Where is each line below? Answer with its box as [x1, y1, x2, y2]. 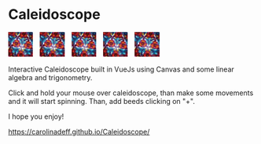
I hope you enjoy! [8, 112, 64, 121]
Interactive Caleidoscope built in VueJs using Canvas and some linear [8, 65, 234, 74]
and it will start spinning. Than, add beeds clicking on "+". [8, 97, 195, 106]
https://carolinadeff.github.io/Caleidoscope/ [8, 127, 150, 137]
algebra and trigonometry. [8, 73, 93, 83]
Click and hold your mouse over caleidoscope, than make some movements [8, 88, 254, 98]
